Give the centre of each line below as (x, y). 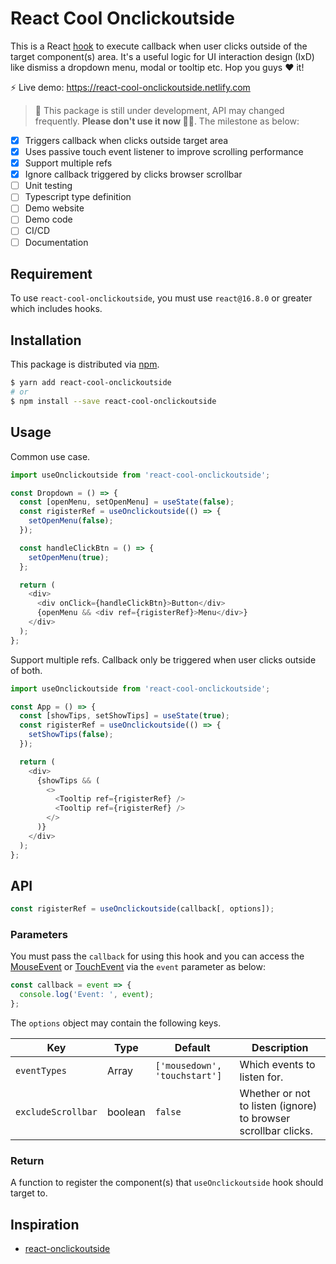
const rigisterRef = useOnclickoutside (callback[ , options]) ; (142, 909)
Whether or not (275, 1094)
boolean (126, 1112)
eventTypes (41, 1071)
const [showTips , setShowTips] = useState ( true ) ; (124, 716)
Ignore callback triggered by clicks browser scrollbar (133, 174)
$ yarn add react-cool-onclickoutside (91, 383)
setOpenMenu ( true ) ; (69, 557)
